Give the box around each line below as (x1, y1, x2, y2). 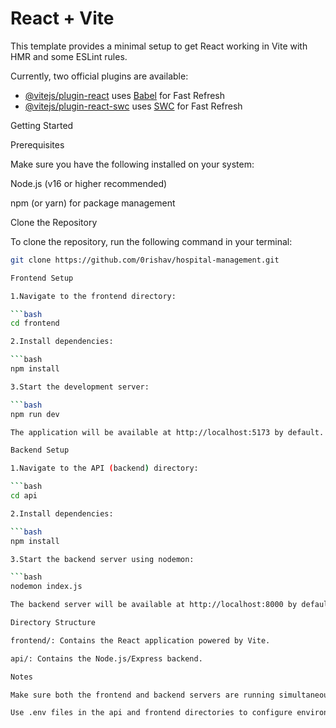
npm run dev (10, 409, 60, 419)
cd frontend (10, 318, 60, 329)
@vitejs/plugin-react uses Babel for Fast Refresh (24, 89, 226, 101)
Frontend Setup (10, 273, 74, 283)
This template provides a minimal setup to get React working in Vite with (10, 40, 308, 52)
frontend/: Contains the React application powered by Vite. (10, 635, 271, 646)
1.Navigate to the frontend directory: (10, 291, 177, 301)
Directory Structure (10, 618, 97, 628)
